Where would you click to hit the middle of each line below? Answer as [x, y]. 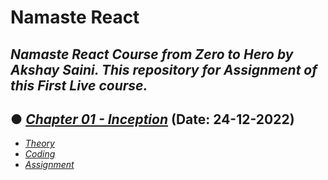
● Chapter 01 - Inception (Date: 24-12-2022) [152, 119]
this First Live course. [79, 85]
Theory [39, 143]
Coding [40, 154]
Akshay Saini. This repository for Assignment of [164, 69]
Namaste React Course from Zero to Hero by [152, 54]
